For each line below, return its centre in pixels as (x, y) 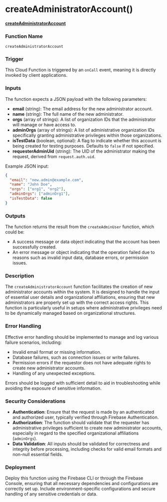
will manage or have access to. (44, 125)
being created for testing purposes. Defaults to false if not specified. (83, 146)
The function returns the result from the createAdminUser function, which (80, 227)
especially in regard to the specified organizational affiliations (75, 433)
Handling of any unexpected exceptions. (54, 373)
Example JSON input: (27, 166)
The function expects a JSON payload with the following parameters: (76, 99)
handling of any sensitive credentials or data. (51, 494)
